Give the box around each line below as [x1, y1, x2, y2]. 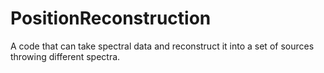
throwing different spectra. [10, 50, 121, 62]
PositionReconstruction [10, 7, 212, 30]
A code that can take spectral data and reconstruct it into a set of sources [10, 40, 315, 52]
